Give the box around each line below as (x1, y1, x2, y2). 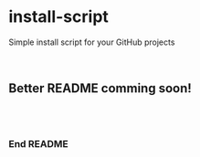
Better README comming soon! (8, 80, 193, 97)
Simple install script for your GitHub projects (8, 37, 175, 47)
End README (8, 137, 69, 150)
